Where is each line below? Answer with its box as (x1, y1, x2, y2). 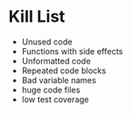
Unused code (21, 36, 73, 47)
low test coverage (21, 93, 89, 105)
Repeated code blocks (21, 65, 107, 76)
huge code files (21, 84, 81, 95)
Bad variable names (21, 74, 96, 85)
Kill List (8, 6, 66, 27)
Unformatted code (21, 55, 92, 66)
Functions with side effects (21, 45, 124, 56)
